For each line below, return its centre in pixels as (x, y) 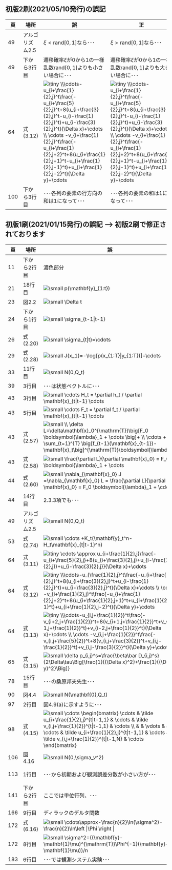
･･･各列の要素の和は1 (136, 193)
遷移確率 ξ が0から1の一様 (74, 59)
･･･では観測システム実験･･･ (77, 859)
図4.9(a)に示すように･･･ (73, 704)
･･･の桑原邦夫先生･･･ (69, 681)
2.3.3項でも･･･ (61, 500)
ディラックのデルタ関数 (71, 813)
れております (25, 234)
